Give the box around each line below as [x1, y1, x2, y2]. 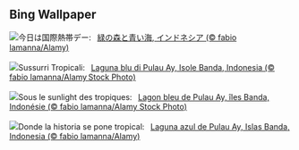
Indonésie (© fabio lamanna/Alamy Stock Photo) [9, 101, 188, 112]
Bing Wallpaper [9, 7, 97, 22]
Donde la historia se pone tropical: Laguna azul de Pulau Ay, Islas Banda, [18, 121, 290, 132]
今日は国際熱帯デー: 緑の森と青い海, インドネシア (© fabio [18, 31, 237, 43]
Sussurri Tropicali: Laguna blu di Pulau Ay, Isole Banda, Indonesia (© [18, 62, 275, 72]
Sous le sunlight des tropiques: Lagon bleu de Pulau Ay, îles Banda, [18, 91, 270, 102]
